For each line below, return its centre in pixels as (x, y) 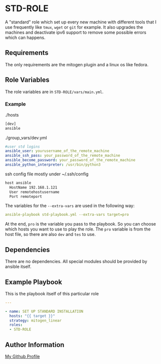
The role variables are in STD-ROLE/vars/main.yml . (54, 92)
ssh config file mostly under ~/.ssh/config (47, 174)
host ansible (18, 183)
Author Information (35, 345)
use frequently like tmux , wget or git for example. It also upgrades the (74, 27)
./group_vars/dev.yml (26, 137)
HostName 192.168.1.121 (33, 187)
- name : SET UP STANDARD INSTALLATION (44, 311)
